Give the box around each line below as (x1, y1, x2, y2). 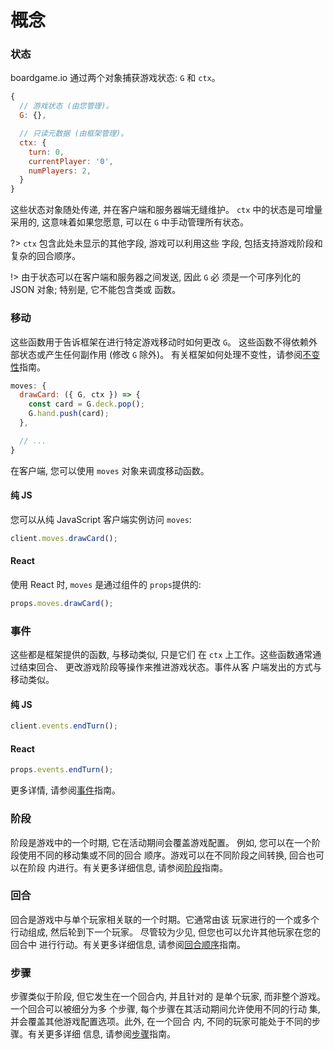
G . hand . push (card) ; (28, 409, 110, 419)
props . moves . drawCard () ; (10, 598, 114, 608)
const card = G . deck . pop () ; (28, 399, 145, 410)
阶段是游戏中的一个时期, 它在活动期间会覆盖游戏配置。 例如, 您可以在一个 (10, 836, 312, 848)
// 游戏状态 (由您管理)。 (19, 101, 114, 111)
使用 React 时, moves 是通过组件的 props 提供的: (10, 578, 202, 590)
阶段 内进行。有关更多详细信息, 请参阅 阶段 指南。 (27, 861, 228, 873)
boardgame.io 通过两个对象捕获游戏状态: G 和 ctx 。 (10, 72, 221, 84)
